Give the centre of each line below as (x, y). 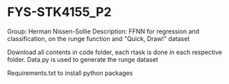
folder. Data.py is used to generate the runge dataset (83, 59)
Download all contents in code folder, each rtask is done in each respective (114, 52)
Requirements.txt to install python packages (70, 73)
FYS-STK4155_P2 (60, 12)
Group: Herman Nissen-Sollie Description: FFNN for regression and (103, 31)
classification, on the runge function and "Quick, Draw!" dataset (99, 38)
